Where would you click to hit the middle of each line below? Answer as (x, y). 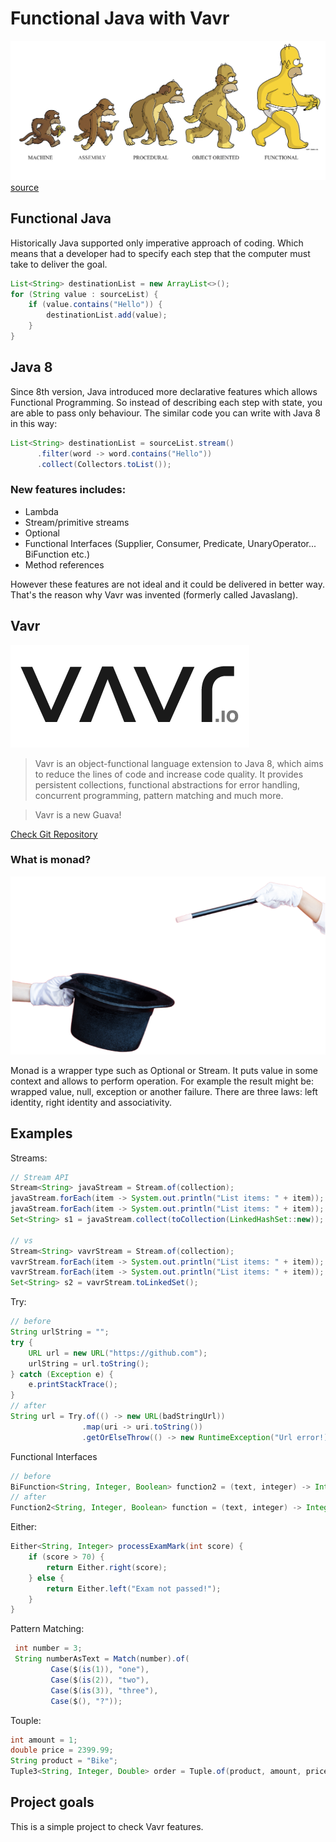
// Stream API (40, 1177)
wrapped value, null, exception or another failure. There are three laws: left (164, 1091)
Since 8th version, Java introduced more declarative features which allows (164, 391)
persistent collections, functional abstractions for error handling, (167, 784)
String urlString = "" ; (60, 1332)
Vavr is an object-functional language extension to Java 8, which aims (179, 763)
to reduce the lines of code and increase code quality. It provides (169, 774)
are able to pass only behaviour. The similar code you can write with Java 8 (166, 413)
